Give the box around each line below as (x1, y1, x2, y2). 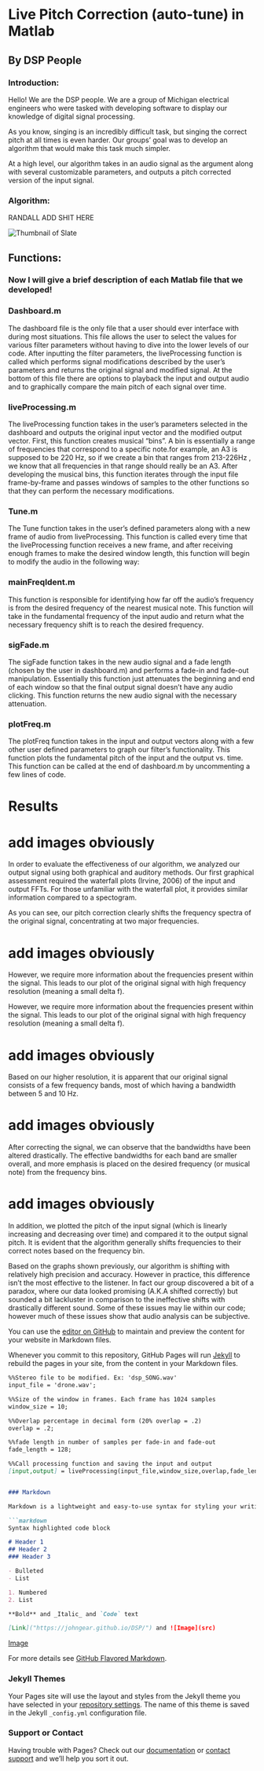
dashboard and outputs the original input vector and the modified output (8, 428, 242, 437)
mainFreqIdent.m (8, 576, 75, 587)
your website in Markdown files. (8, 1335, 112, 1345)
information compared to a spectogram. (8, 893, 137, 902)
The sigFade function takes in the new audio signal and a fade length (8, 657, 232, 666)
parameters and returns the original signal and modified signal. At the (8, 365, 233, 374)
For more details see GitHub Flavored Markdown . (8, 1654, 167, 1663)
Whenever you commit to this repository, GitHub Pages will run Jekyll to (8, 1350, 241, 1360)
